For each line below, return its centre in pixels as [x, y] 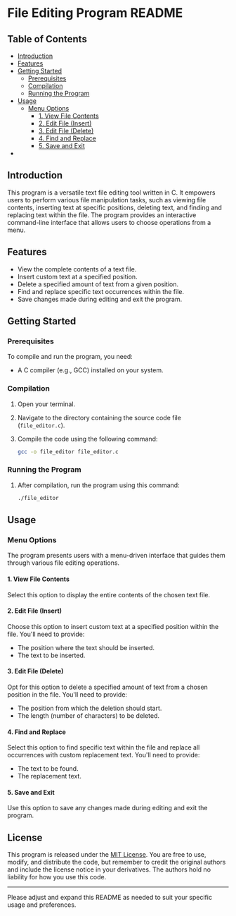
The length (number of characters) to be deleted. [88, 715]
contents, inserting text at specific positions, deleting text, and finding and [115, 207]
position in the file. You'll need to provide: [67, 694]
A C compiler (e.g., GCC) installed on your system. [90, 370]
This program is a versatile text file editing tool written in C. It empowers [111, 193]
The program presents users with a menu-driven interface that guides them [117, 556]
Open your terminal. [46, 404]
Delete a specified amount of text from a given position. [98, 284]
